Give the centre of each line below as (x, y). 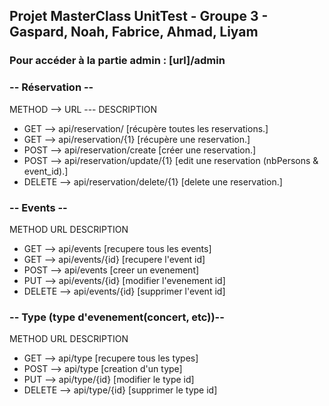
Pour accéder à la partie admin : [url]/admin (117, 61)
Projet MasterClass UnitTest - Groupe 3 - (139, 16)
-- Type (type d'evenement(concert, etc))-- (117, 317)
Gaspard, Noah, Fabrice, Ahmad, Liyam (134, 32)
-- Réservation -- (51, 87)
